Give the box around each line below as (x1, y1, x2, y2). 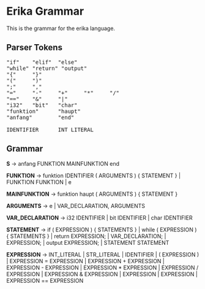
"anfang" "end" (6, 114, 75, 121)
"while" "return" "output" (6, 64, 88, 72)
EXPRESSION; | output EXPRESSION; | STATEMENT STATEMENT (6, 239, 170, 246)
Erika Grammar (6, 4, 84, 18)
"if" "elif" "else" (6, 58, 78, 66)
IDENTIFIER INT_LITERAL (6, 126, 94, 133)
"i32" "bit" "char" (6, 101, 78, 109)
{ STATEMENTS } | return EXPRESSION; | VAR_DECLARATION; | (6, 232, 166, 240)
